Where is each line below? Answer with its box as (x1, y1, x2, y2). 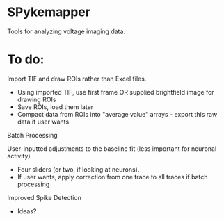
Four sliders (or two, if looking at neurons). (17, 165, 140, 174)
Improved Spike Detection (7, 193, 81, 202)
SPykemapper (7, 4, 90, 20)
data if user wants (17, 117, 70, 126)
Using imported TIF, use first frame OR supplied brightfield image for (17, 88, 214, 96)
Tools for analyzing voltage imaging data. (7, 27, 126, 35)
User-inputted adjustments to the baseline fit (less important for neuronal (7, 144, 217, 153)
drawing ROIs (17, 95, 57, 104)
